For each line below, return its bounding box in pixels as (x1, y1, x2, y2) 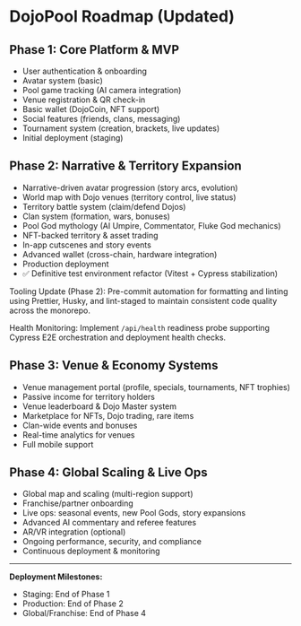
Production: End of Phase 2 (21, 598, 124, 609)
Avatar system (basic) (21, 75, 103, 86)
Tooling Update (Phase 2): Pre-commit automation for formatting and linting (9, 285, 288, 297)
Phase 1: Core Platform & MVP (9, 42, 180, 57)
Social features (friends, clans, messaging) (21, 114, 181, 124)
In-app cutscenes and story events (21, 239, 152, 250)
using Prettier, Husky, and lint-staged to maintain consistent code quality (9, 295, 278, 306)
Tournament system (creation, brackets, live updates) (21, 123, 220, 134)
